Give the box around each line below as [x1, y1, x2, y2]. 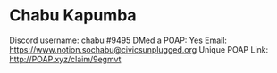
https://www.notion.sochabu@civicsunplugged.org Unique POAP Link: [9, 44, 269, 54]
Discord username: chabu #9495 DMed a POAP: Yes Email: [9, 35, 228, 45]
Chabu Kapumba [9, 5, 137, 26]
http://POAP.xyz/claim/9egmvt [9, 53, 122, 64]
